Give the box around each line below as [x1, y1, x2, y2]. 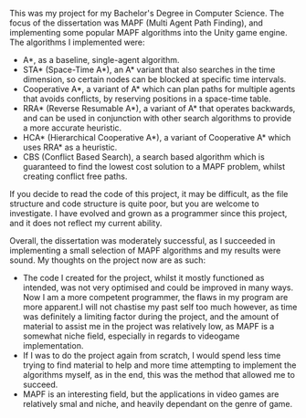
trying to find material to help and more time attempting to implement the [22, 360, 297, 371]
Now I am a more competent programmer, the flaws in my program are [22, 292, 289, 302]
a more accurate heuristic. [22, 122, 122, 133]
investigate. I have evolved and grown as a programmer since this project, [9, 208, 288, 218]
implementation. [22, 340, 84, 350]
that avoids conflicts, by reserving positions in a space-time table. [22, 93, 271, 104]
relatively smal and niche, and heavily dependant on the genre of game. [22, 399, 293, 409]
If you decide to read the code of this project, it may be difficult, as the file [9, 189, 289, 199]
